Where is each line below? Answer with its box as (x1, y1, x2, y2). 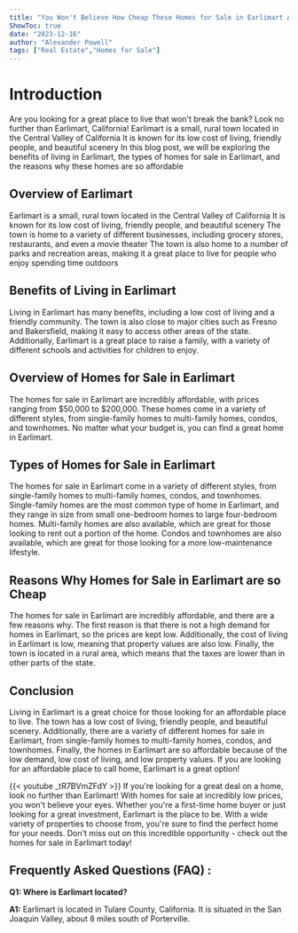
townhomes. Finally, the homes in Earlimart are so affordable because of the (9, 744, 288, 755)
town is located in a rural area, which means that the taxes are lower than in (9, 648, 286, 658)
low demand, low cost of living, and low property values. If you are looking (9, 754, 281, 764)
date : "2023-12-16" (9, 29, 82, 38)
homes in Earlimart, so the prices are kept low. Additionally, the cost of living (9, 629, 288, 640)
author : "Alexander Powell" (9, 37, 114, 47)
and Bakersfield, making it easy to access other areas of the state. (9, 325, 251, 336)
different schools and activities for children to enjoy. (9, 344, 200, 355)
